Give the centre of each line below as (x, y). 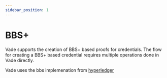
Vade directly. (20, 60)
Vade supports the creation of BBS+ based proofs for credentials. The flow (83, 49)
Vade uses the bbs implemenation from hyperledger (60, 70)
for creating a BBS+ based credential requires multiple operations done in (82, 55)
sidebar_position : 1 (27, 10)
